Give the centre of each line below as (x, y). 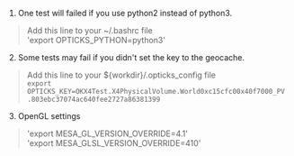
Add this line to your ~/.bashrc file (89, 30)
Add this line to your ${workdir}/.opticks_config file (121, 75)
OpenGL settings (49, 116)
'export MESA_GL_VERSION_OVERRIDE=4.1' (107, 133)
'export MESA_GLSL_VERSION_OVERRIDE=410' (114, 143)
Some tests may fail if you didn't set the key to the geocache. (131, 57)
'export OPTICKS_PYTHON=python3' (96, 40)
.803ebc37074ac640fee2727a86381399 (94, 99)
